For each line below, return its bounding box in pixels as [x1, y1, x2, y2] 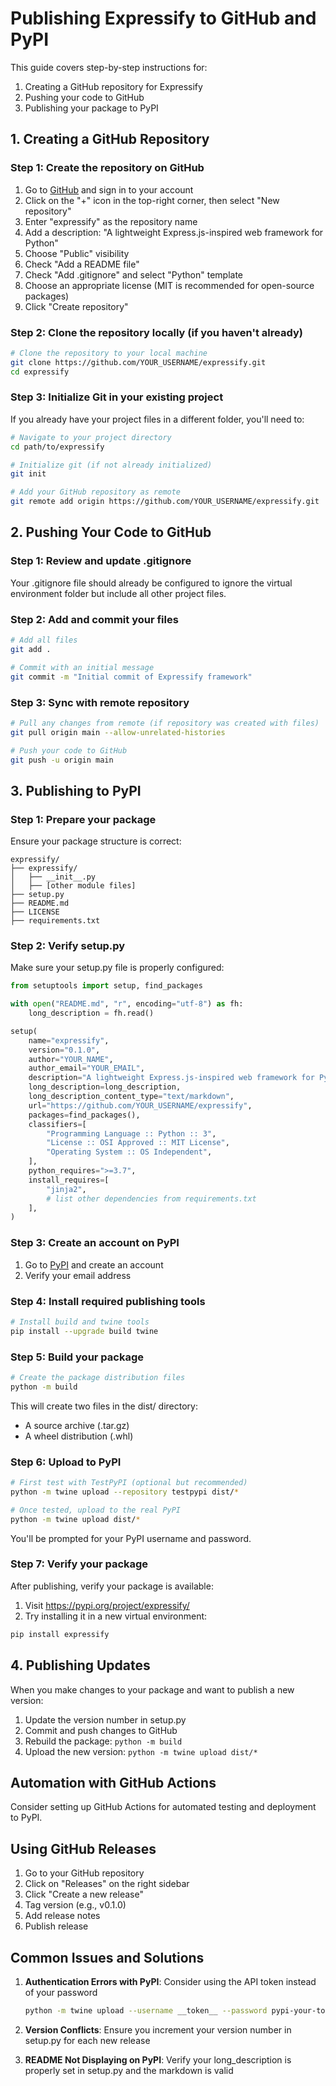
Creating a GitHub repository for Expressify [24, 80, 203, 92]
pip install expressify [10, 1629, 110, 1639]
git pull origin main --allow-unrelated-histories [10, 727, 226, 737]
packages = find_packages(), [28, 1110, 141, 1120]
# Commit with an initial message [10, 662, 155, 672]
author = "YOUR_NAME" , [28, 1054, 114, 1064]
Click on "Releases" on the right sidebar [24, 1878, 190, 1890]
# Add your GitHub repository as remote [10, 487, 182, 497]
